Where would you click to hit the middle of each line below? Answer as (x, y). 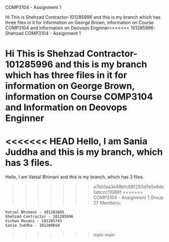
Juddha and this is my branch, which (84, 152)
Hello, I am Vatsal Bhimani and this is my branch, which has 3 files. (75, 177)
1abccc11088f (107, 192)
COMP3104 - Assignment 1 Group (128, 197)
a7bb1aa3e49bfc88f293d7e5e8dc (129, 187)
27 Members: (107, 203)
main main (104, 235)
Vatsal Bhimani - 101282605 (35, 212)
